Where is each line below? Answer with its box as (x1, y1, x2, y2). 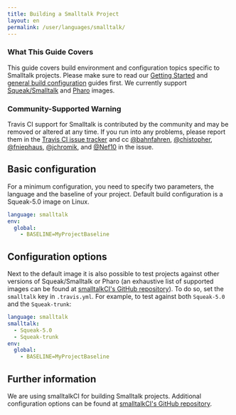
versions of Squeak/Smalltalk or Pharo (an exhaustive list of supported (7, 277, 214, 285)
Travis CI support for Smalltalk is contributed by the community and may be (7, 120, 229, 128)
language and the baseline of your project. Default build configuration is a (7, 189, 223, 198)
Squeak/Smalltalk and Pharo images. (7, 86, 115, 95)
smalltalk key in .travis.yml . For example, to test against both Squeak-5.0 (7, 293, 225, 301)
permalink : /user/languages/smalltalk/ (7, 23, 126, 31)
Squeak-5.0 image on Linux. (7, 197, 90, 206)
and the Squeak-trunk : (7, 300, 72, 308)
